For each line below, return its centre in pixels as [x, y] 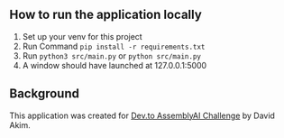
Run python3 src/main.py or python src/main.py [111, 55]
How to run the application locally [106, 15]
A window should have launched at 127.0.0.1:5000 [115, 65]
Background [44, 94]
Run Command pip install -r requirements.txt [114, 46]
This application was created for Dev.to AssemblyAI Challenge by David [142, 115]
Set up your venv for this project [82, 36]
